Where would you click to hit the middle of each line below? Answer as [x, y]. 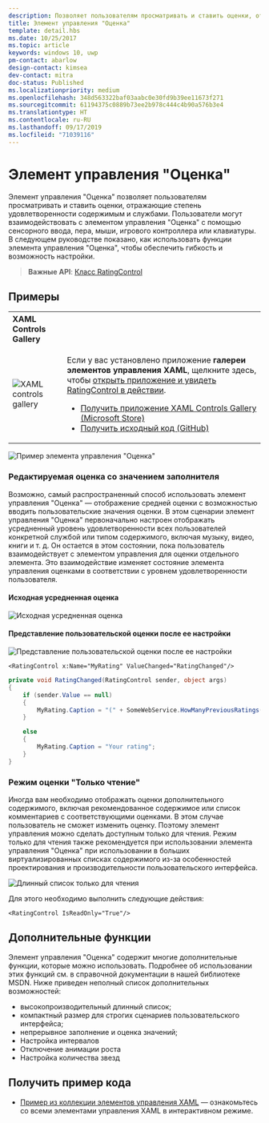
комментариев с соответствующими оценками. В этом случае [116, 816]
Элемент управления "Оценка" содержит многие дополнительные [123, 957]
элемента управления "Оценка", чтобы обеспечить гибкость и [115, 247]
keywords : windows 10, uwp [53, 53]
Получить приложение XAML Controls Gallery [169, 408]
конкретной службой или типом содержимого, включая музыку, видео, [131, 536]
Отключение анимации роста [70, 1049]
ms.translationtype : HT [48, 113]
